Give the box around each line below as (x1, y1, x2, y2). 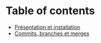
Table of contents (5, 4, 96, 18)
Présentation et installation (14, 24, 81, 31)
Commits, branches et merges (14, 29, 90, 37)
